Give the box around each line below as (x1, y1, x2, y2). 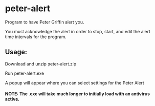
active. (5, 96, 20, 102)
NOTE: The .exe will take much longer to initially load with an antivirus (5, 91, 150, 97)
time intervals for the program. (5, 34, 66, 40)
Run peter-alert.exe (5, 70, 44, 76)
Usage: (5, 48, 28, 56)
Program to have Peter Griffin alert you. (5, 19, 84, 25)
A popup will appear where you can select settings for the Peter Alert (5, 80, 144, 85)
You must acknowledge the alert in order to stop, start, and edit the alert (5, 28, 151, 34)
